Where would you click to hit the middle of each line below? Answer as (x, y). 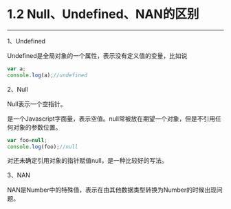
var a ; (16, 69)
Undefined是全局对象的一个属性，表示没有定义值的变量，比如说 (97, 55)
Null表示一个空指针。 (37, 103)
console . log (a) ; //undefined (47, 75)
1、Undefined (26, 41)
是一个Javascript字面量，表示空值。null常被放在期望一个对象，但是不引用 (111, 119)
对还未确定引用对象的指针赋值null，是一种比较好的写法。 (88, 161)
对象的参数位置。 (37, 127)
